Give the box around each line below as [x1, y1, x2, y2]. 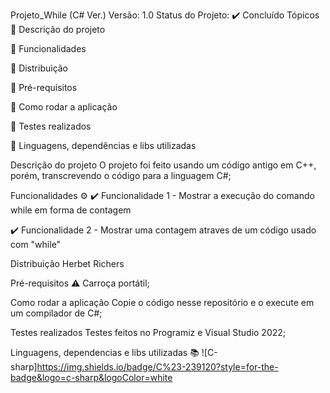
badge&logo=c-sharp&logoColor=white [10, 372, 173, 383]
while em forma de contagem [10, 204, 132, 216]
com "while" [10, 239, 62, 250]
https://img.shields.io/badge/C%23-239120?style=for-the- [36, 361, 279, 373]
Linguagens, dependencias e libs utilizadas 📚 [10, 347, 200, 358]
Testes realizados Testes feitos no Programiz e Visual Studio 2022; [10, 327, 287, 338]
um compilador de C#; [10, 307, 103, 319]
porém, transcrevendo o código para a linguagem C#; [10, 170, 232, 181]
